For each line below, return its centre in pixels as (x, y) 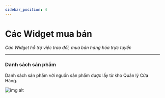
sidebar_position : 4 (26, 10)
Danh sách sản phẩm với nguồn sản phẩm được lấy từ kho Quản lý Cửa (77, 75)
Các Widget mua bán (49, 34)
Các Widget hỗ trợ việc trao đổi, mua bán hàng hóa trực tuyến (68, 48)
